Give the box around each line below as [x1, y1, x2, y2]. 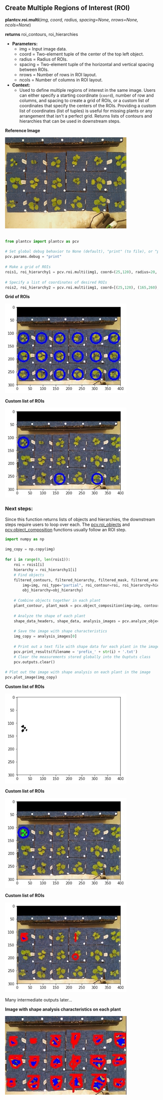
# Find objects [14, 573, 45, 577]
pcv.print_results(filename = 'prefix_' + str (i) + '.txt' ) [14, 649, 138, 654]
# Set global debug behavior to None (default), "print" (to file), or [5, 249, 153, 254]
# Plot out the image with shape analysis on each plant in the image [5, 670, 151, 675]
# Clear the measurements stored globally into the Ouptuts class [14, 654, 151, 660]
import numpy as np [5, 537, 45, 542]
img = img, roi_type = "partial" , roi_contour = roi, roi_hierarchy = [22, 583, 153, 588]
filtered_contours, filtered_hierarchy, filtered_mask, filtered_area [14, 577, 160, 582]
